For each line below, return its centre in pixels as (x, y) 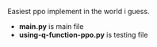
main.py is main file (51, 26)
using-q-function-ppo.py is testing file (83, 35)
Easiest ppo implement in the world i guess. (78, 11)
